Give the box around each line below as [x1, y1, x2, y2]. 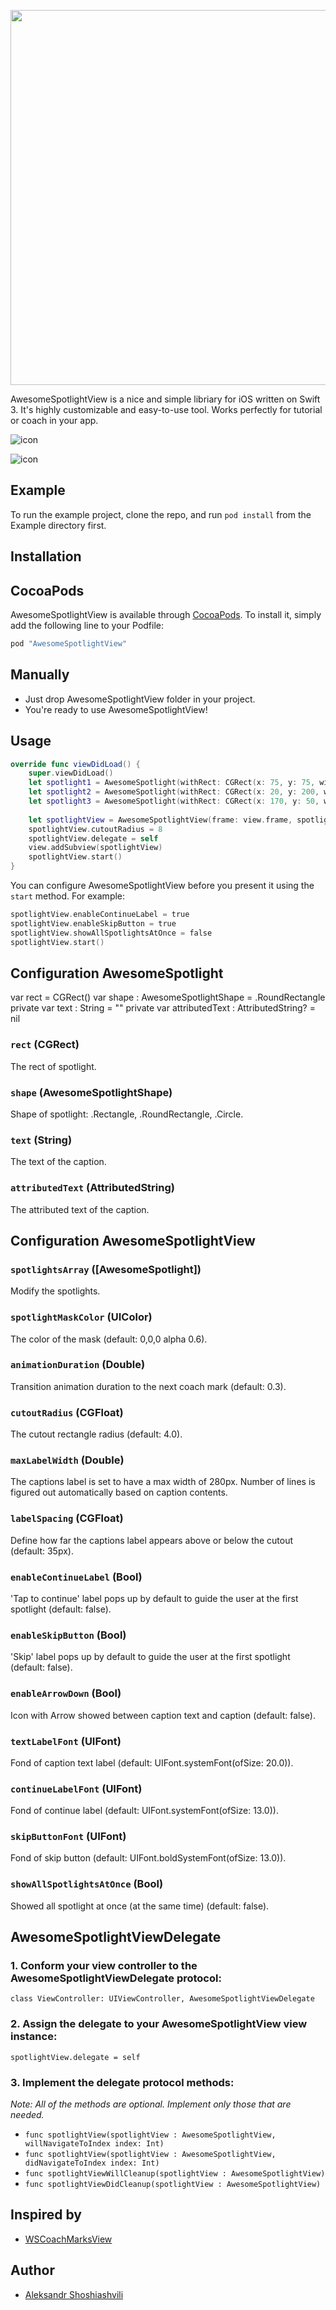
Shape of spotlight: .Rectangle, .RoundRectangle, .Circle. [10, 1108, 244, 1120]
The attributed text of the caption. [10, 1203, 150, 1215]
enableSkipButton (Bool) [10, 1628, 127, 1642]
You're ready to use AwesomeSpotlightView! [24, 703, 208, 715]
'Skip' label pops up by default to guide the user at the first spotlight [10, 1651, 291, 1663]
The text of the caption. [10, 1156, 107, 1168]
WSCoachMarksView [24, 2233, 113, 2245]
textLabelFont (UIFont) [10, 1734, 122, 1748]
